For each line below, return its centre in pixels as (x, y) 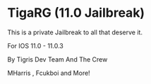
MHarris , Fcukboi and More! (49, 73)
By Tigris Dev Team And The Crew (58, 59)
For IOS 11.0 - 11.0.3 (35, 45)
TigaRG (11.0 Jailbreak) (76, 13)
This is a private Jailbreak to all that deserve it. (75, 32)
